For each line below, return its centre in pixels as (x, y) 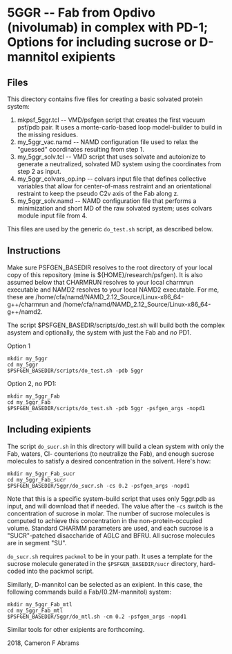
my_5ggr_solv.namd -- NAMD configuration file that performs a (107, 201)
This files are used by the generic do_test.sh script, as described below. (110, 229)
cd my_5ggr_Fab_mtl (35, 610)
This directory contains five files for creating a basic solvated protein (105, 99)
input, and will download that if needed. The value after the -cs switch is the (115, 506)
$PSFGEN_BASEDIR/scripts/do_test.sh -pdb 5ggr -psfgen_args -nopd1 (106, 408)
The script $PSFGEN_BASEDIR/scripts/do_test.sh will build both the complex (116, 325)
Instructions (34, 251)
